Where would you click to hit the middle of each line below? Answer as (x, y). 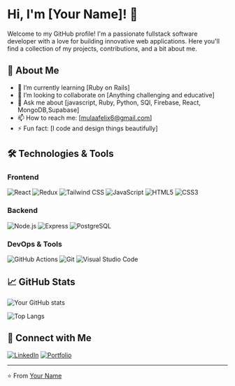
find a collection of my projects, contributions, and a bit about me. (102, 48)
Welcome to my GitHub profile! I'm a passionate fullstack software (102, 34)
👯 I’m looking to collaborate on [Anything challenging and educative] (116, 95)
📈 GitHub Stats (41, 282)
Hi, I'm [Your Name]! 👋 (73, 14)
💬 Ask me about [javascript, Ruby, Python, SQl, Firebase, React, (109, 102)
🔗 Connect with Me (50, 338)
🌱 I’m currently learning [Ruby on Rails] (74, 88)
